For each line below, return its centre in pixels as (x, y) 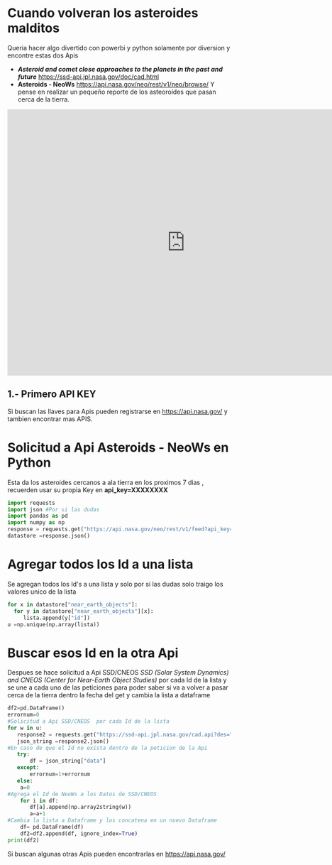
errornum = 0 (23, 715)
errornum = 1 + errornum (60, 774)
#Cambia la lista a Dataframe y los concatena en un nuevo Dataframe (112, 821)
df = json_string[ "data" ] (68, 761)
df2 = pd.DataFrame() (36, 708)
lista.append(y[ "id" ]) (57, 618)
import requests (31, 503)
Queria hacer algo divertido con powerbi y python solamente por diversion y (119, 48)
